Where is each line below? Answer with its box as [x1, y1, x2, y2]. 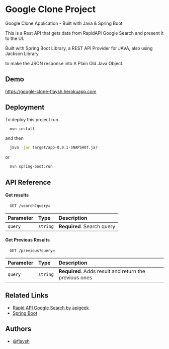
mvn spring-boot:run [10, 164, 53, 169]
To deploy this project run [5, 116, 59, 122]
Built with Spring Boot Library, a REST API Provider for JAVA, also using [5, 45, 153, 51]
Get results [5, 192, 29, 198]
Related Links [5, 291, 49, 300]
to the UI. [5, 35, 24, 41]
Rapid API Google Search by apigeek [12, 305, 89, 311]
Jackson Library [5, 51, 39, 57]
